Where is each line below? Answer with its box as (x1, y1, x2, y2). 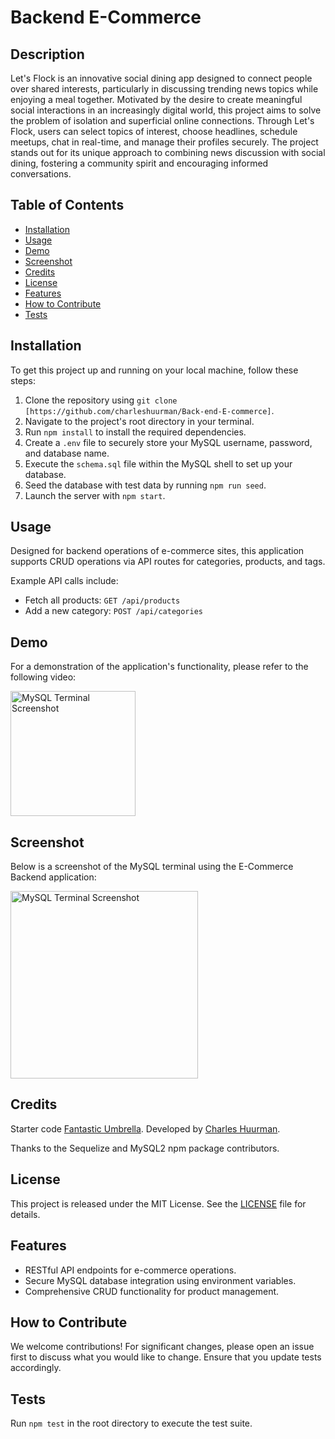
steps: (10, 374, 36, 386)
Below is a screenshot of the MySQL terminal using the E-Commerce (10, 861, 294, 873)
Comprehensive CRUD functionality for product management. (24, 1285, 280, 1297)
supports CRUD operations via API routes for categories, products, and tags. (10, 556, 326, 568)
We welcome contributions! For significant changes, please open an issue (10, 1341, 315, 1353)
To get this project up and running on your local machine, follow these (10, 364, 299, 376)
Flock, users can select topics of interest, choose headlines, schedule (10, 126, 298, 137)
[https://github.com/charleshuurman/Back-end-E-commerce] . (24, 404, 275, 416)
